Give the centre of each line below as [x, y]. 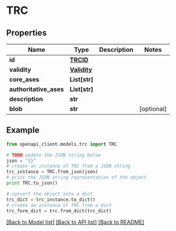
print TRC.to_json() [32, 183]
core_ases [24, 79]
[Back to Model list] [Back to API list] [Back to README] [75, 222]
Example [23, 130]
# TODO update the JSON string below [54, 155]
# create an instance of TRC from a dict [59, 205]
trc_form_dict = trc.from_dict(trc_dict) [59, 211]
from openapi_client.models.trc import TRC [62, 144]
